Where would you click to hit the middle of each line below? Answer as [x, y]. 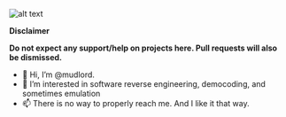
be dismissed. [36, 57]
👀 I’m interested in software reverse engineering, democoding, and [143, 84]
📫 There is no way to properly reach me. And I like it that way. [135, 103]
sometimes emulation [61, 94]
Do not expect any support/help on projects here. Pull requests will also [143, 48]
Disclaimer [30, 31]
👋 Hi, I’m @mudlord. [58, 74]
